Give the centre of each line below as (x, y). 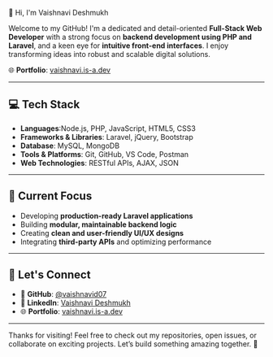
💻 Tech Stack (44, 104)
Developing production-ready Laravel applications (106, 216)
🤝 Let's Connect (50, 275)
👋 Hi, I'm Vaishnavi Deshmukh (58, 13)
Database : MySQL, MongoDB (70, 146)
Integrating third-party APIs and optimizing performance (116, 242)
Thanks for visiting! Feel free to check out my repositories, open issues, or (133, 335)
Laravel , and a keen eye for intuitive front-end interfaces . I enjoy (119, 46)
